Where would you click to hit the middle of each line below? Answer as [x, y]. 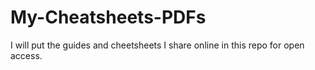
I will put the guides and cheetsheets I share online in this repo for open [157, 45]
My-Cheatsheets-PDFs [108, 17]
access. [26, 55]
